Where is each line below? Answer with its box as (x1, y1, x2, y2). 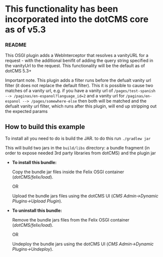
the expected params (5, 109, 48, 114)
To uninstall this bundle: (12, 208, 62, 214)
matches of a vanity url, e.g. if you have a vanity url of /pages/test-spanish (5, 88, 156, 93)
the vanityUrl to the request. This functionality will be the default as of (5, 63, 145, 69)
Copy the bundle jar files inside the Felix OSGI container (12, 169, 124, 175)
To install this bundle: (12, 160, 57, 165)
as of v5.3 (5, 24, 46, 35)
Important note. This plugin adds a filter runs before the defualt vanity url (5, 77, 152, 83)
